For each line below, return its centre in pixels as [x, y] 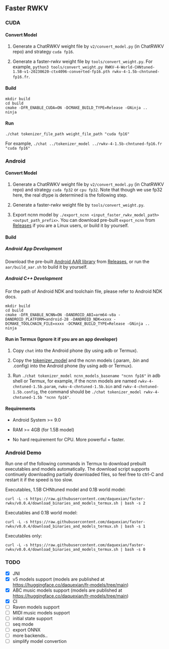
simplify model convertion [40, 641]
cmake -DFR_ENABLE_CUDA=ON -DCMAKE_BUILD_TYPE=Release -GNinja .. [76, 108]
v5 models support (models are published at [59, 579]
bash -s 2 [135, 504]
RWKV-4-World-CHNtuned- [130, 67]
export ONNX [26, 630]
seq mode [23, 624]
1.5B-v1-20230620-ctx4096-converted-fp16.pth [61, 71]
